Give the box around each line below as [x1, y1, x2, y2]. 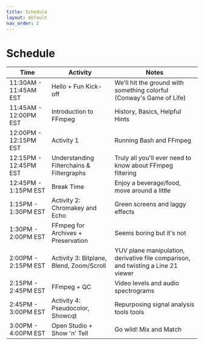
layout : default [6, 15, 47, 21]
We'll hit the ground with [114, 78, 184, 87]
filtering [114, 169, 137, 177]
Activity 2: [51, 196, 81, 205]
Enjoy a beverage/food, [114, 179, 181, 187]
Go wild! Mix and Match [114, 326, 182, 334]
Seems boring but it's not [114, 229, 186, 237]
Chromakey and [51, 204, 97, 213]
